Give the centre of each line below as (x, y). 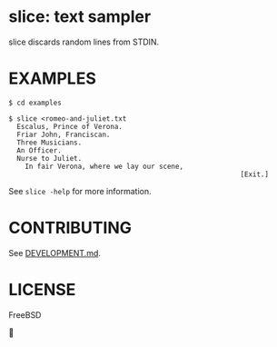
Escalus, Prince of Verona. (70, 126)
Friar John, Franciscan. (64, 134)
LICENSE (42, 290)
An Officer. (40, 150)
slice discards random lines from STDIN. (84, 42)
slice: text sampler (80, 17)
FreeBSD (25, 314)
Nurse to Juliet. (49, 158)
